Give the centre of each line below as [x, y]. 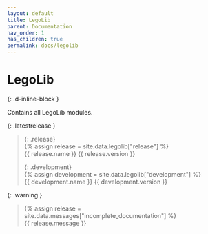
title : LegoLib [29, 20]
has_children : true [35, 39]
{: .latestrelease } [32, 126]
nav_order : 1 [26, 33]
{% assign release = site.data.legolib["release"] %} [96, 146]
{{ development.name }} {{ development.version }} [96, 182]
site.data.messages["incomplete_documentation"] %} [100, 215]
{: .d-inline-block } [33, 99]
